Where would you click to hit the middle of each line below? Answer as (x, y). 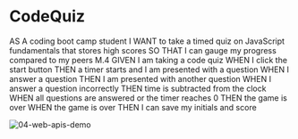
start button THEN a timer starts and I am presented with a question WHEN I (149, 69)
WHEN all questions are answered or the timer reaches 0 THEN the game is (149, 98)
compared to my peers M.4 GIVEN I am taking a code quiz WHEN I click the (149, 60)
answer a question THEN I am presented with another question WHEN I (140, 78)
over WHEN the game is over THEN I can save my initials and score (133, 107)
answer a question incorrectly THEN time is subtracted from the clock (138, 88)
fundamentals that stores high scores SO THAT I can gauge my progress (143, 50)
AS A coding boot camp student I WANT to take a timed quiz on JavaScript (147, 41)
